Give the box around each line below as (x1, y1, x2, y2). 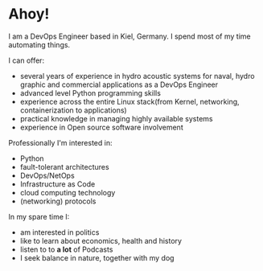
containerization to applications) (19, 105, 127, 115)
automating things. (8, 39, 71, 49)
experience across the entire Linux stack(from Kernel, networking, (19, 96, 240, 106)
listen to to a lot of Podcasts (19, 244, 113, 254)
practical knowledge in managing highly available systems (19, 113, 213, 123)
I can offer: (8, 55, 45, 65)
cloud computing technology (19, 187, 116, 197)
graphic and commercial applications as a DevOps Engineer (19, 80, 219, 89)
